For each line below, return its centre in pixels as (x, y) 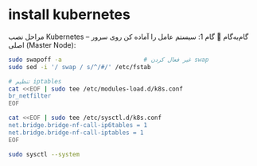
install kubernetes (70, 15)
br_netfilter (30, 96)
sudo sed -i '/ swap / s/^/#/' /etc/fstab (80, 67)
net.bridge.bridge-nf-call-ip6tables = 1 (78, 125)
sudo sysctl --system (44, 154)
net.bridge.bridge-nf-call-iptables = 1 (76, 133)
